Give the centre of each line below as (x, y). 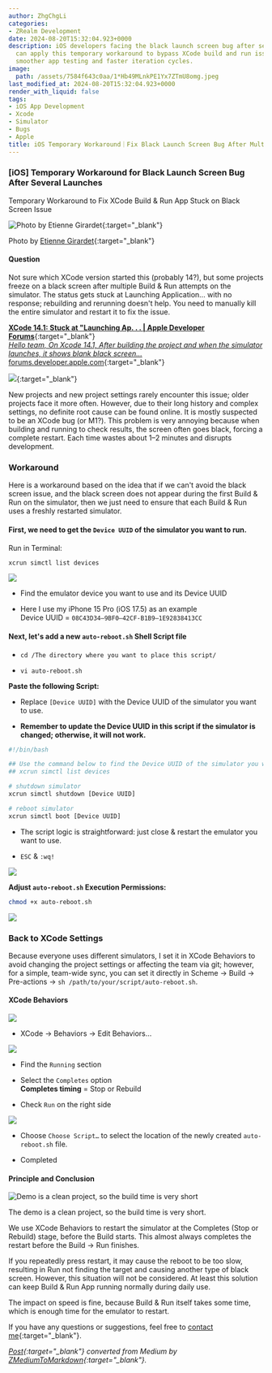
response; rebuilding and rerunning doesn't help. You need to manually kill (132, 303)
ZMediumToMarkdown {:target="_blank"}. (78, 1360)
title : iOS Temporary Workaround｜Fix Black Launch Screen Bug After (127, 144)
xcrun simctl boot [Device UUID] (65, 816)
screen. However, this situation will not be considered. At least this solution (133, 1278)
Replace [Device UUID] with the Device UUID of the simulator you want (138, 702)
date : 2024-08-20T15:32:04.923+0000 (70, 39)
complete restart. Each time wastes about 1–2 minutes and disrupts (120, 438)
